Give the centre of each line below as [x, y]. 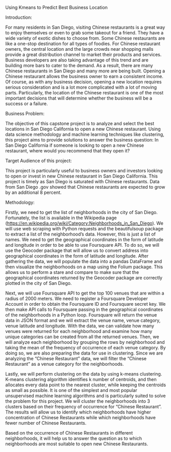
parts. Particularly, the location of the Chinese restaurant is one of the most [84, 93]
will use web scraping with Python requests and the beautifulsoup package [84, 229]
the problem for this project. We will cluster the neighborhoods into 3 [78, 401]
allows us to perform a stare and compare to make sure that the [72, 272]
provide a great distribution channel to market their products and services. [83, 54]
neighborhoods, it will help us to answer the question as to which [74, 438]
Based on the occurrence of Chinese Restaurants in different [69, 433]
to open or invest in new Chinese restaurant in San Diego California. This [82, 176]
